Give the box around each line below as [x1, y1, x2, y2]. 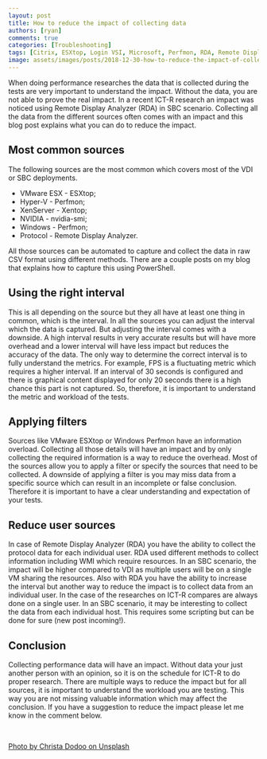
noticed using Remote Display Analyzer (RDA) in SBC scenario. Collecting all [8, 103, 258, 112]
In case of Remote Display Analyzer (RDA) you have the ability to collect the [8, 539, 256, 550]
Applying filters [8, 415, 87, 428]
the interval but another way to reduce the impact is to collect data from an [8, 582, 253, 592]
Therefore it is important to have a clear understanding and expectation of [8, 487, 250, 496]
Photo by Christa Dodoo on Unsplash [8, 741, 130, 751]
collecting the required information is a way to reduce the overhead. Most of [8, 453, 258, 463]
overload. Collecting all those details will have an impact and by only [8, 444, 232, 454]
